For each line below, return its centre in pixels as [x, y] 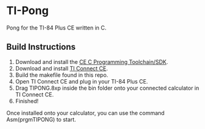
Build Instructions [41, 47]
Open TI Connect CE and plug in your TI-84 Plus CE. [82, 81]
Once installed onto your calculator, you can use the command [85, 113]
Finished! [27, 101]
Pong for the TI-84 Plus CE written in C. [56, 28]
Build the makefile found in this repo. [62, 75]
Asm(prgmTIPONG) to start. [41, 119]
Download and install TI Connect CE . [62, 68]
